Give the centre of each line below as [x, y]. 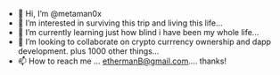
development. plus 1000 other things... [88, 51]
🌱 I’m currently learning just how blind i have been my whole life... [138, 32]
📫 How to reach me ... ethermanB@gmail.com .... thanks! [122, 61]
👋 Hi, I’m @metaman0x [60, 14]
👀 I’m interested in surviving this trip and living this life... [120, 23]
